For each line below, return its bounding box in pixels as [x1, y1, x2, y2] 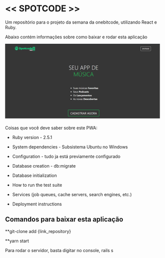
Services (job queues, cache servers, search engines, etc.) [12, 192, 132, 197]
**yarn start [5, 238, 29, 244]
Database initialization [12, 172, 57, 178]
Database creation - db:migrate [12, 163, 76, 169]
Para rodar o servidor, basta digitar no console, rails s [5, 247, 114, 253]
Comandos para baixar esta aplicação [5, 215, 124, 224]
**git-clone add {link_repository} [5, 228, 71, 234]
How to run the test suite [12, 182, 62, 188]
